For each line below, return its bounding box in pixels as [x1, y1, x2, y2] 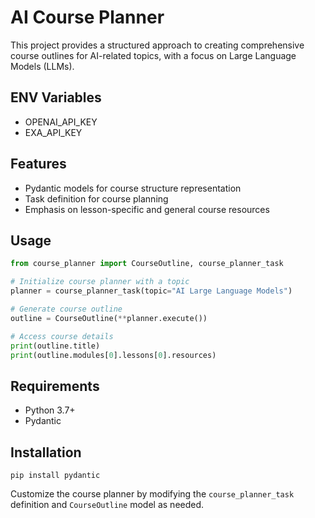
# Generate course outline [10, 304, 123, 314]
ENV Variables [10, 89, 102, 106]
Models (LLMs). [10, 60, 75, 72]
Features [10, 156, 67, 173]
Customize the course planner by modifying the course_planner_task [10, 488, 295, 500]
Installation [10, 444, 82, 461]
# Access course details [10, 331, 114, 341]
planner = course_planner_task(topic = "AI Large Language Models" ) [10, 286, 293, 296]
